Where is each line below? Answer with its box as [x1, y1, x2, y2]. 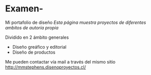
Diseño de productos [12, 49, 56, 55]
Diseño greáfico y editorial [12, 44, 67, 50]
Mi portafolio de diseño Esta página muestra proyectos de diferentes [5, 19, 147, 25]
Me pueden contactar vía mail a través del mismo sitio [5, 59, 116, 65]
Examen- [5, 3, 44, 14]
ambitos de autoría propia [5, 24, 59, 30]
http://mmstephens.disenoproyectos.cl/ [5, 64, 86, 70]
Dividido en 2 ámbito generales [5, 34, 69, 40]
